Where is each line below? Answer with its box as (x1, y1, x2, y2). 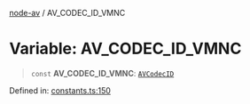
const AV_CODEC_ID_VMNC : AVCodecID (30, 68, 175, 78)
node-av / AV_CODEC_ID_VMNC (9, 8, 126, 18)
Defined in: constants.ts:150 (9, 84, 111, 96)
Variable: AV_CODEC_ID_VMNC (9, 39, 242, 59)
